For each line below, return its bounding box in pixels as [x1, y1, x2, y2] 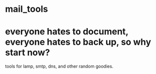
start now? [5, 47, 50, 58]
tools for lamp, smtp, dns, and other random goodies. [5, 63, 114, 70]
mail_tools [5, 3, 48, 15]
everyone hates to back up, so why [5, 37, 152, 48]
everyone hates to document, [5, 26, 128, 37]
